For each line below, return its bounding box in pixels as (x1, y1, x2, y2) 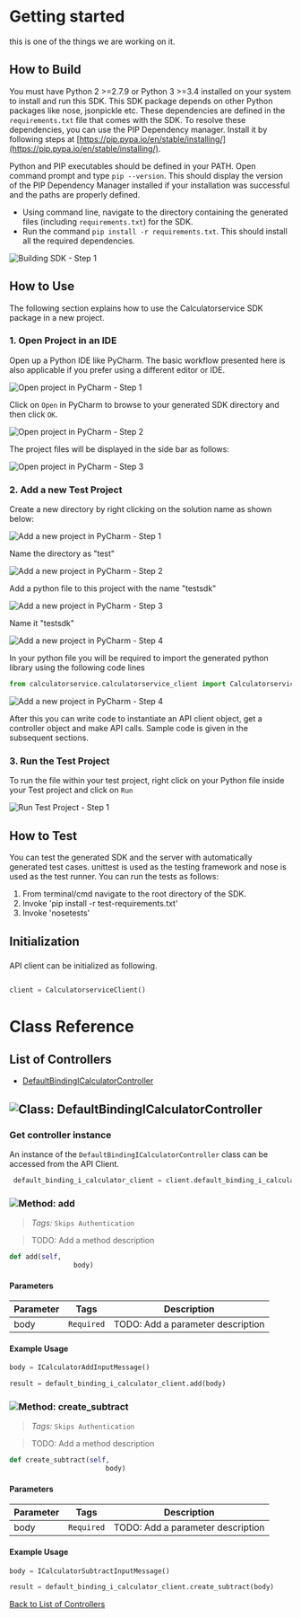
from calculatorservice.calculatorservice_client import (9, 680, 227, 689)
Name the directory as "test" (9, 548, 115, 559)
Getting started (9, 6, 125, 27)
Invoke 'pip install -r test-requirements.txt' (21, 898, 178, 909)
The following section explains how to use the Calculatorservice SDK (9, 303, 263, 314)
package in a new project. (9, 312, 105, 323)
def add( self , (9, 1252, 63, 1261)
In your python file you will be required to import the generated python (9, 653, 269, 664)
